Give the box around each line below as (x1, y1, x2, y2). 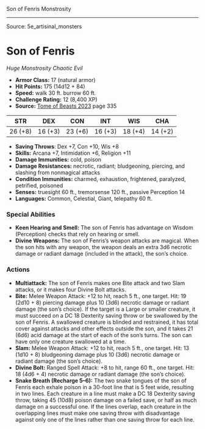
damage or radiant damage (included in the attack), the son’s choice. (15, 250, 189, 258)
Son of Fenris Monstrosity (6, 6, 71, 12)
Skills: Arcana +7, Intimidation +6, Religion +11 (15, 149, 131, 157)
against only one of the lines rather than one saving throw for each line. (15, 416, 195, 423)
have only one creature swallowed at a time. (15, 338, 126, 345)
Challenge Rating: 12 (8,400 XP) (15, 95, 98, 103)
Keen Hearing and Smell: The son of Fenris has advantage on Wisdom (15, 224, 193, 231)
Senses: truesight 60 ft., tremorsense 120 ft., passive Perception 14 (15, 188, 185, 195)
